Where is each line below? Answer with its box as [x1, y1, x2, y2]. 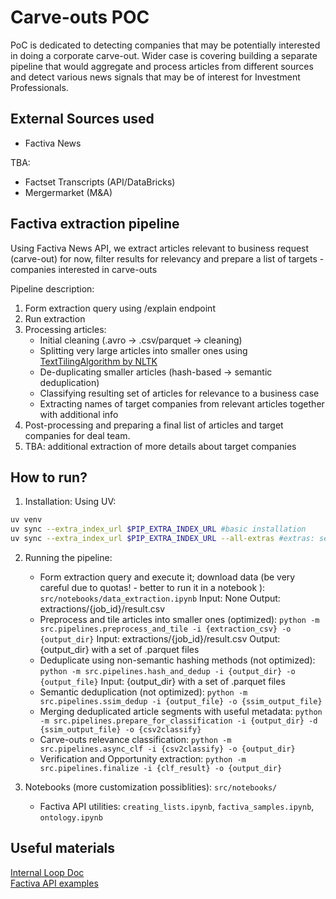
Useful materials [10, 840, 116, 857]
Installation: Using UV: [24, 496, 117, 508]
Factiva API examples [10, 877, 99, 889]
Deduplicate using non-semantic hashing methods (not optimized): [39, 654, 316, 666]
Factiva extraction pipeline [10, 216, 180, 233]
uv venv [10, 515, 43, 525]
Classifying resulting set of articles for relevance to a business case [39, 387, 320, 399]
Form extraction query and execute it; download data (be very [39, 571, 296, 583]
